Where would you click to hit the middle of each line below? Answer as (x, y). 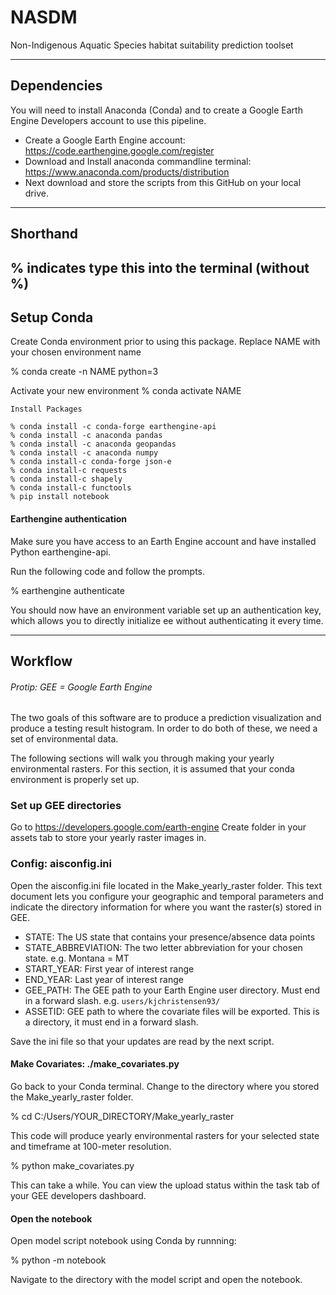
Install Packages (46, 409)
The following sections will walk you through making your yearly (142, 758)
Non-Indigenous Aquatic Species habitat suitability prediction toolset (152, 45)
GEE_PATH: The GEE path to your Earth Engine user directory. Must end (172, 990)
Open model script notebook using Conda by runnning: (123, 1241)
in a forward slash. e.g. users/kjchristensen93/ (122, 1000)
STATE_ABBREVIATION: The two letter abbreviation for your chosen (163, 947)
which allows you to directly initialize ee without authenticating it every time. (167, 620)
